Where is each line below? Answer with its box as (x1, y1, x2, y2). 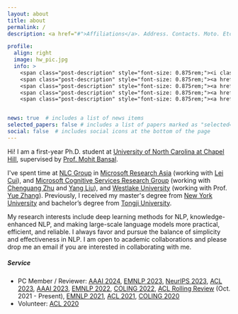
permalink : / (7, 23, 46, 30)
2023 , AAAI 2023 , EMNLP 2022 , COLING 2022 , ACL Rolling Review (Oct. (17, 284, 231, 293)
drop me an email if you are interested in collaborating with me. (7, 242, 192, 251)
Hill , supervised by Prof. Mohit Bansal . (7, 155, 118, 163)
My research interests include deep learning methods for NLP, (7, 212, 189, 220)
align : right (13, 50, 52, 57)
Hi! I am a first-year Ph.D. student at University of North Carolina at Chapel (7, 147, 225, 156)
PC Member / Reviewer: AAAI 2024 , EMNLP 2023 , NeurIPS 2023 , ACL (17, 276, 223, 285)
